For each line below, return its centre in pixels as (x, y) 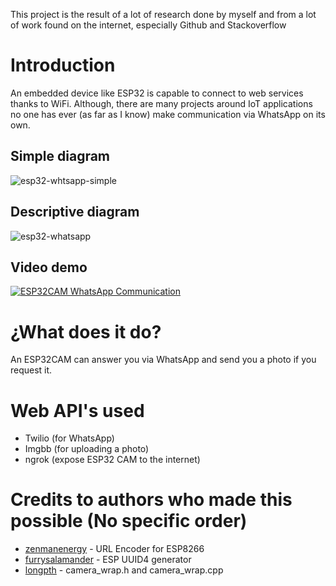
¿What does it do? (86, 331)
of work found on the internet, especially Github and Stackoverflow (148, 25)
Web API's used (77, 410)
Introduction (63, 65)
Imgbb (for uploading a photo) (87, 449)
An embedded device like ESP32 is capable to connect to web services (157, 93)
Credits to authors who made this (151, 500)
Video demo (49, 267)
